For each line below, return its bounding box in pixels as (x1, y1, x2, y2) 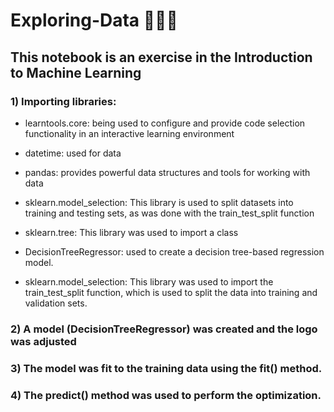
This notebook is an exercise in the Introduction (10, 49, 313, 66)
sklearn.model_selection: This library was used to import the (24, 275, 274, 288)
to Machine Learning (10, 64, 142, 81)
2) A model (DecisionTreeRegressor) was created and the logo (10, 322, 318, 336)
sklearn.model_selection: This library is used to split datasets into (24, 196, 294, 208)
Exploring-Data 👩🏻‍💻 (10, 9, 178, 32)
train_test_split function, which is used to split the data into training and (24, 286, 318, 298)
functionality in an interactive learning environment (24, 127, 235, 139)
